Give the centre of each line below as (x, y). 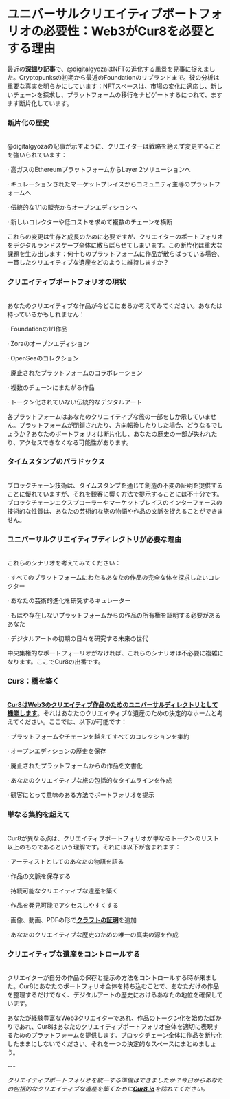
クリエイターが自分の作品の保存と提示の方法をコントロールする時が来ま (109, 978)
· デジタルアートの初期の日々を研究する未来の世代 (78, 639)
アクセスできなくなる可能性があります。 (76, 442)
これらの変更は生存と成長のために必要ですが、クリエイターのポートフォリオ (115, 237)
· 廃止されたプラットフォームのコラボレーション (75, 373)
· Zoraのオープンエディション (48, 343)
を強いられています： (37, 155)
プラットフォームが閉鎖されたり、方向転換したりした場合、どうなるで (118, 425)
